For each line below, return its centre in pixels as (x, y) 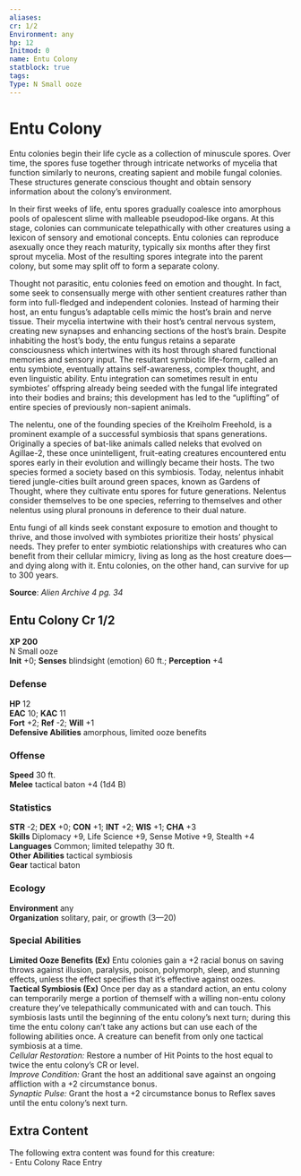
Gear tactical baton (45, 865)
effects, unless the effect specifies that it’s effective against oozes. (133, 979)
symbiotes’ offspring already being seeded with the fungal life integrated (143, 388)
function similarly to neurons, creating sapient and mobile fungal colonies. (146, 172)
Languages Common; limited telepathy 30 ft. (92, 846)
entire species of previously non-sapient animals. (100, 407)
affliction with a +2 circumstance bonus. (83, 1084)
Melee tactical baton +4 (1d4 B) (68, 784)
